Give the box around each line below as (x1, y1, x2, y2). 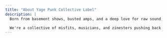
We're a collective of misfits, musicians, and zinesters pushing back (9, 25, 162, 30)
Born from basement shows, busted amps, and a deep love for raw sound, (9, 16, 164, 21)
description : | (5, 12, 37, 17)
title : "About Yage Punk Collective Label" (5, 7, 97, 12)
